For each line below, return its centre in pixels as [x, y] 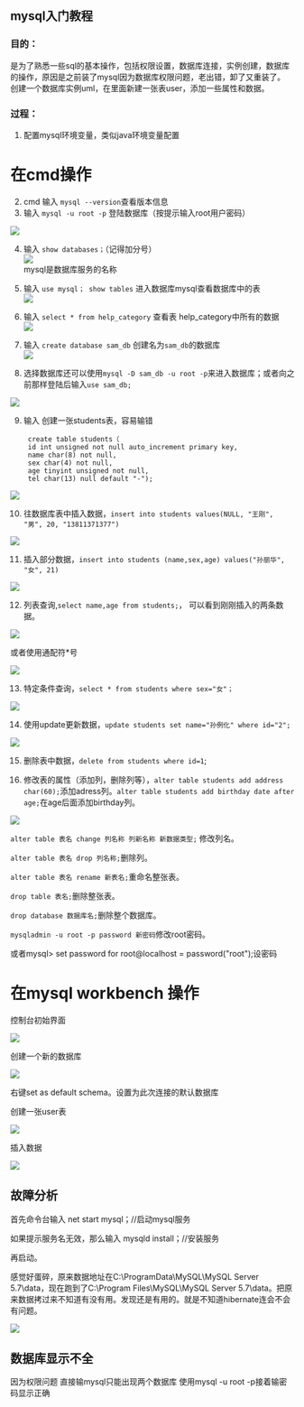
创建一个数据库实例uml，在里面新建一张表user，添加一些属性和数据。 [140, 88]
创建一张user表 [38, 1111]
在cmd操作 [51, 175]
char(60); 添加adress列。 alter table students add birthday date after [159, 791]
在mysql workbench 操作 [105, 993]
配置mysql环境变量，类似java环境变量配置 [101, 134]
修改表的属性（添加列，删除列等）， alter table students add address [153, 780]
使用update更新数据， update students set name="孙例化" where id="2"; [157, 724]
